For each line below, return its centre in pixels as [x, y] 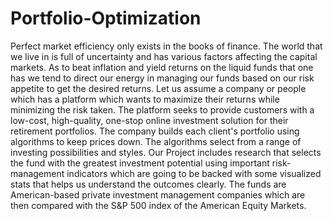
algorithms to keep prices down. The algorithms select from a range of [156, 141]
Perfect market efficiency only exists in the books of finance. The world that [166, 46]
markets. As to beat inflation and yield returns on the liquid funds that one [162, 67]
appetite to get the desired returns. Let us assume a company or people [158, 88]
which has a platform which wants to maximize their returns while [145, 99]
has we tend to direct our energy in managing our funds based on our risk [162, 78]
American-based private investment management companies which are [158, 194]
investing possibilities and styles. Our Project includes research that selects [166, 152]
